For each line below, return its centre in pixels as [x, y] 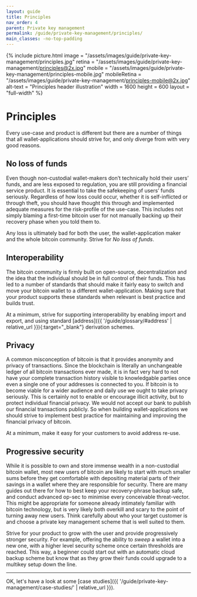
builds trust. [21, 303]
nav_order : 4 [22, 22]
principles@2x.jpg [62, 68]
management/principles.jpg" [40, 62]
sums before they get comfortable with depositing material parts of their [93, 478]
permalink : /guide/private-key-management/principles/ [74, 33]
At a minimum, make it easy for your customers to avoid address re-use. [93, 433]
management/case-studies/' [40, 588]
